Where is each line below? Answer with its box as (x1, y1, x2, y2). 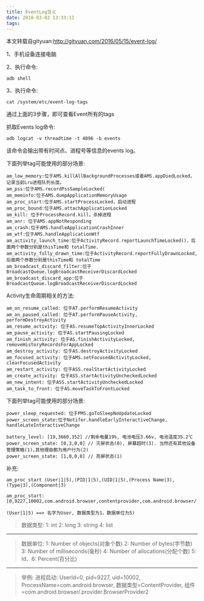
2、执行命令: (6, 63, 38, 70)
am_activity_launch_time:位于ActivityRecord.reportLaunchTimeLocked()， (6, 238, 191, 244)
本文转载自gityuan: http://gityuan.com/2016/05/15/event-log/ (6, 38, 157, 45)
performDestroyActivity (6, 317, 67, 323)
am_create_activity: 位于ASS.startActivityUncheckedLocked (6, 373, 157, 379)
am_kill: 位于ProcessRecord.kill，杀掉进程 (6, 212, 112, 218)
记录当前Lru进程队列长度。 (6, 180, 65, 186)
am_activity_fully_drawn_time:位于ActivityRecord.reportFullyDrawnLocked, (6, 250, 198, 257)
